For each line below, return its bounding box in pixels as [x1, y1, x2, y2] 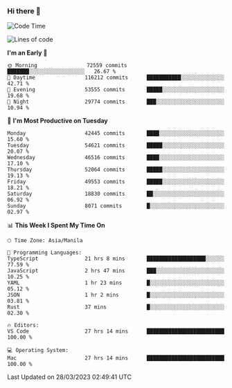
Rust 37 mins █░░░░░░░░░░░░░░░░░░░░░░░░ [7, 304, 225, 311]
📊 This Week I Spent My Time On [7, 221, 105, 230]
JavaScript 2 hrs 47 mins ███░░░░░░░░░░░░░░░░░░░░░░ [7, 268, 225, 275]
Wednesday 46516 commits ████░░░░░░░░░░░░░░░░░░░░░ [7, 154, 225, 161]
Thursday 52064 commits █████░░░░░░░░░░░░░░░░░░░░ [7, 166, 225, 174]
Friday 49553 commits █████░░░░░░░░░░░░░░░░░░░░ [7, 178, 225, 185]
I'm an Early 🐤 [7, 48, 48, 57]
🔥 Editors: [7, 322, 39, 329]
